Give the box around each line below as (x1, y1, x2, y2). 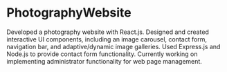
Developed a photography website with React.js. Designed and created (6, 28, 209, 36)
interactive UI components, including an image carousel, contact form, (6, 35, 207, 43)
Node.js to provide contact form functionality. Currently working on (6, 50, 198, 58)
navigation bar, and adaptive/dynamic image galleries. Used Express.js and (6, 42, 221, 51)
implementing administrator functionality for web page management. (6, 57, 202, 65)
